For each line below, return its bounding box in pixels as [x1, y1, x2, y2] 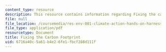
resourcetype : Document [5, 30, 54, 35]
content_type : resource [5, 7, 54, 12]
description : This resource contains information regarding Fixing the [5, 12, 156, 17]
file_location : [5, 21, 37, 26]
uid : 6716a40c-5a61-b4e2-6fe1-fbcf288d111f [5, 40, 96, 45]
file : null [5, 16, 28, 21]
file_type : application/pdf [5, 26, 63, 31]
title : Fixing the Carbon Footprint [5, 35, 81, 40]
